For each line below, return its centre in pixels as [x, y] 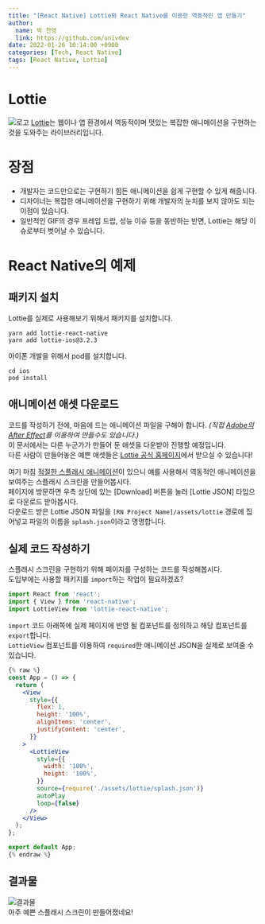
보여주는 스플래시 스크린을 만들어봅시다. [70, 481]
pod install [28, 378]
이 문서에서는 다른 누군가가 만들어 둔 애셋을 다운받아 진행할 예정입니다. [117, 445]
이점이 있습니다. [44, 211]
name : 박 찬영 [36, 30]
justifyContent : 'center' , [81, 729]
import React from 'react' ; [55, 594]
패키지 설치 [34, 298]
